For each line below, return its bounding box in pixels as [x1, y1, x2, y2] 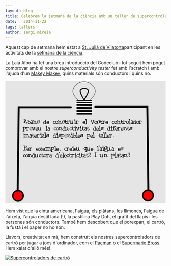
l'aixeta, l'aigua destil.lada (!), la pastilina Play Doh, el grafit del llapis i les [5, 214, 158, 220]
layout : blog [5, 8, 33, 13]
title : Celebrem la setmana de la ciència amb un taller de [5, 13, 136, 19]
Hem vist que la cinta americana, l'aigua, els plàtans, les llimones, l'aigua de [5, 208, 164, 214]
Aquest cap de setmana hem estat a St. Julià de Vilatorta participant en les [5, 44, 161, 50]
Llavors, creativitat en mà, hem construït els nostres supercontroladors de [5, 234, 160, 241]
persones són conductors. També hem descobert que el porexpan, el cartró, [5, 219, 166, 225]
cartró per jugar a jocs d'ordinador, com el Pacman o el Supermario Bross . [5, 240, 161, 246]
